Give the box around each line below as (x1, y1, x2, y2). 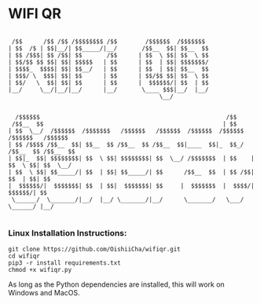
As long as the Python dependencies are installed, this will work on (8, 280, 225, 289)
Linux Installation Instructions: (8, 227, 127, 238)
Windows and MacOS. (8, 288, 80, 298)
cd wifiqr (8, 252, 41, 260)
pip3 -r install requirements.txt (8, 259, 122, 267)
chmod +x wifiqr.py (8, 266, 72, 274)
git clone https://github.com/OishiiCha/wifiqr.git (8, 245, 181, 254)
